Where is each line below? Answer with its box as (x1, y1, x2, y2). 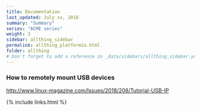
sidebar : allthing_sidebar (6, 37, 74, 43)
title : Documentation (6, 8, 60, 15)
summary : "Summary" (6, 20, 55, 26)
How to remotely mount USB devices (6, 73, 115, 82)
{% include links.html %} (6, 98, 67, 106)
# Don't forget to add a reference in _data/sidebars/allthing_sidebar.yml (6, 53, 199, 59)
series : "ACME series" (6, 25, 63, 32)
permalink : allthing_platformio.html (6, 43, 100, 49)
